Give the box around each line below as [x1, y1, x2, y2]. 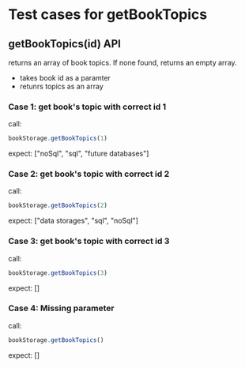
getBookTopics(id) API [8, 37, 121, 51]
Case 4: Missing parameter [8, 302, 115, 314]
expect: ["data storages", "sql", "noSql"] [8, 216, 138, 226]
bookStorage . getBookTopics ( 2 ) [8, 201, 108, 210]
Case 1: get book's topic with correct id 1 [8, 101, 167, 112]
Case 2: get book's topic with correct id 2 [8, 168, 170, 179]
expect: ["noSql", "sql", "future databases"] [8, 148, 149, 159]
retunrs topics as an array [19, 81, 104, 91]
